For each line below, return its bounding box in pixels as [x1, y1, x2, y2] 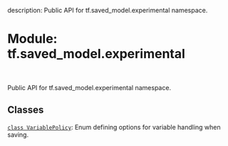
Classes [7, 104, 44, 116]
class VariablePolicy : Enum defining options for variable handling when [7, 123, 221, 131]
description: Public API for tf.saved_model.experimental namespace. [7, 6, 208, 14]
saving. [7, 130, 29, 139]
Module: [7, 31, 58, 47]
